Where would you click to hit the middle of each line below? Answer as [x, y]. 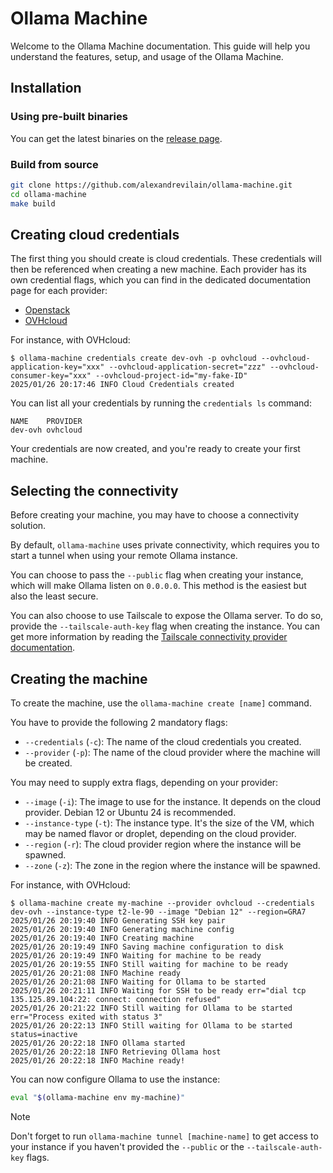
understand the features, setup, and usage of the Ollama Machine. [147, 56]
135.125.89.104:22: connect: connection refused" [116, 999]
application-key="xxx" [57, 367]
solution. [28, 526]
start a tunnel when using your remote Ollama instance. [124, 556]
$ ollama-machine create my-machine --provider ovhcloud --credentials [162, 903]
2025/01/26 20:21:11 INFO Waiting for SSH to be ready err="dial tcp [158, 990]
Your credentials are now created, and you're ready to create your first [155, 449]
